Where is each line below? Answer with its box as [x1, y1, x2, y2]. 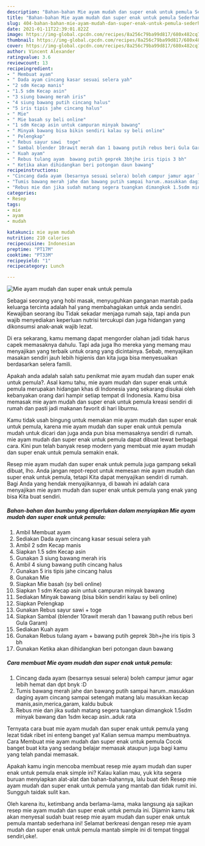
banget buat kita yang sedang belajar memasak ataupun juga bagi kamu [7, 744, 188, 752]
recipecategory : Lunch [7, 263, 64, 270]
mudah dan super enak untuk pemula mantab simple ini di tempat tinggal [7, 826, 189, 834]
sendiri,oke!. [7, 833, 38, 840]
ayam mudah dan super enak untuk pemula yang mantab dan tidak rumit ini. [7, 782, 197, 789]
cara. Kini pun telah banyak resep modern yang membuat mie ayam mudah [7, 442, 195, 450]
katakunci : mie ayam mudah [7, 229, 75, 236]
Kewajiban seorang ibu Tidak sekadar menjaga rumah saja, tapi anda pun [7, 310, 190, 317]
